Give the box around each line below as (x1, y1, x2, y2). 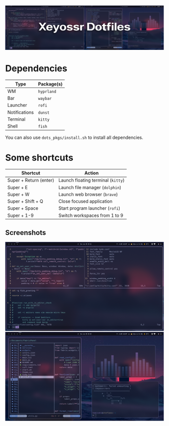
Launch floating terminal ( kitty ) (58, 177, 125, 184)
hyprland (38, 89, 56, 94)
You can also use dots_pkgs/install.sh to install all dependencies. (5, 134, 143, 140)
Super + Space (7, 205, 39, 211)
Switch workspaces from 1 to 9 (58, 212, 123, 218)
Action (84, 170, 99, 176)
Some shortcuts (5, 152, 74, 163)
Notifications (7, 109, 34, 115)
